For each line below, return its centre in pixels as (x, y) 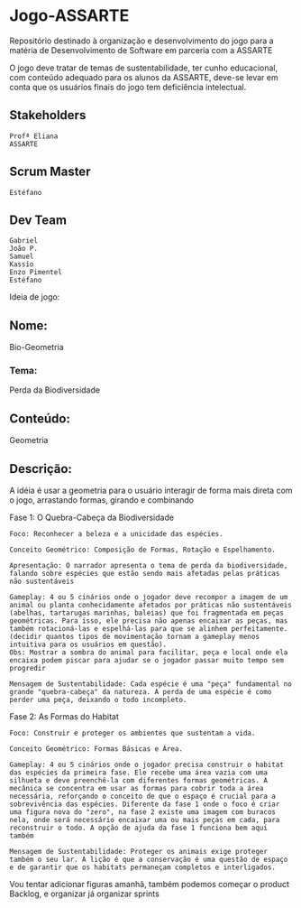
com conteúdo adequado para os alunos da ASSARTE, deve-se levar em (144, 77)
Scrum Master (50, 172)
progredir (28, 669)
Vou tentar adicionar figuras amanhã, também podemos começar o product (150, 885)
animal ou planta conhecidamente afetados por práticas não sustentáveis (151, 606)
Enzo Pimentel (36, 273)
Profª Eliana (34, 136)
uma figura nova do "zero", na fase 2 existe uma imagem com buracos (143, 812)
